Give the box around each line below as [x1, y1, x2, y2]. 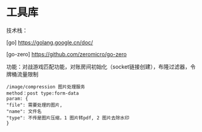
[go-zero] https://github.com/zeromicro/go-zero [6, 50, 127, 58]
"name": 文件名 [6, 108, 42, 114]
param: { [6, 95, 29, 102]
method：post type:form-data [6, 90, 79, 96]
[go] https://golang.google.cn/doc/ [6, 39, 93, 46]
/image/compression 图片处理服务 [6, 84, 86, 90]
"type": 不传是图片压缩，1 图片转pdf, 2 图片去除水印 [6, 114, 129, 121]
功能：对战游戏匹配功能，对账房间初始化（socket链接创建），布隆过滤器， [6, 63, 190, 70]
